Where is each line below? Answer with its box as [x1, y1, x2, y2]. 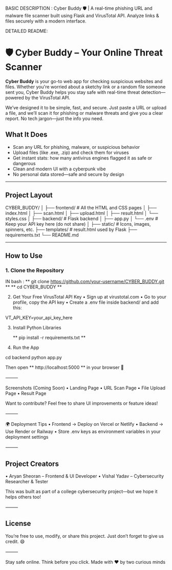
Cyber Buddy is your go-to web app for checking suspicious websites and [5, 78, 163, 84]
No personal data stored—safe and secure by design [12, 171, 124, 177]
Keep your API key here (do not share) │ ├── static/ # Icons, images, [5, 221, 151, 227]
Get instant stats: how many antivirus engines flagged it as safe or [12, 154, 153, 161]
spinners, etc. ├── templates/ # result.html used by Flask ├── [5, 226, 137, 232]
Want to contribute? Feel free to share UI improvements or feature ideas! [5, 400, 158, 406]
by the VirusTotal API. [25, 94, 71, 101]
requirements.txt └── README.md [5, 231, 79, 238]
